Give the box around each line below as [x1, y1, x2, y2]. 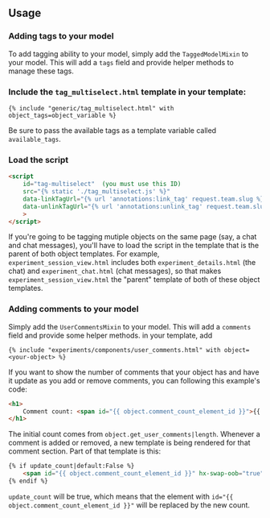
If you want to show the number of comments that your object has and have [8, 367, 260, 377]
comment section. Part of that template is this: [8, 446, 162, 456]
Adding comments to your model [8, 304, 139, 315]
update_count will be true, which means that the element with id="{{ [8, 491, 234, 501]
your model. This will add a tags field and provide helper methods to [8, 57, 235, 67]
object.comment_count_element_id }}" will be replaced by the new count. [8, 499, 251, 510]
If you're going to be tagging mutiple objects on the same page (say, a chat [8, 232, 257, 242]
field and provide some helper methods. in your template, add [8, 330, 213, 340]
